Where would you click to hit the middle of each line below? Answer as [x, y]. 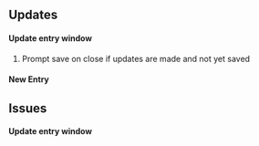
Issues [28, 108]
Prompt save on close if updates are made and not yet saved [136, 58]
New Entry [29, 79]
